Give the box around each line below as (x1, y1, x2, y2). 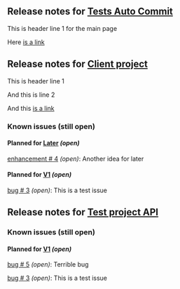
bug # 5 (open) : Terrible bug (7, 260, 89, 269)
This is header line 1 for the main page (7, 24, 118, 32)
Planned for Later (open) (7, 139, 80, 147)
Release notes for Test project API (7, 206, 159, 218)
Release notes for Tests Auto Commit (7, 6, 174, 18)
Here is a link (7, 38, 45, 46)
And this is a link (7, 104, 55, 112)
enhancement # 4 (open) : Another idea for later (7, 154, 144, 163)
